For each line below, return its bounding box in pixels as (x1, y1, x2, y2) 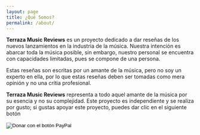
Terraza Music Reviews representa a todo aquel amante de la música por (6, 91, 187, 99)
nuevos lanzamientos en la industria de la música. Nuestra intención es (6, 42, 181, 50)
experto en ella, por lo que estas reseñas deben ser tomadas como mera (6, 73, 185, 81)
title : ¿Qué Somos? (6, 14, 55, 20)
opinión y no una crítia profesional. (6, 79, 91, 87)
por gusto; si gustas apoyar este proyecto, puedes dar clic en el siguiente (6, 104, 187, 111)
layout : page (6, 8, 39, 15)
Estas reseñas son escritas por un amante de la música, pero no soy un (6, 67, 182, 74)
